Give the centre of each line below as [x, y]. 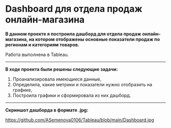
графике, [22, 90]
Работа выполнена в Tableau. [37, 55]
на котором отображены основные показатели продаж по [94, 39]
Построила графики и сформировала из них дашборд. [72, 95]
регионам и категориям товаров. [42, 44]
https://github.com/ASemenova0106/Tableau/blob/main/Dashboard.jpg [80, 120]
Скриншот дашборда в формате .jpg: [47, 110]
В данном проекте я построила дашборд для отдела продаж [73, 34]
